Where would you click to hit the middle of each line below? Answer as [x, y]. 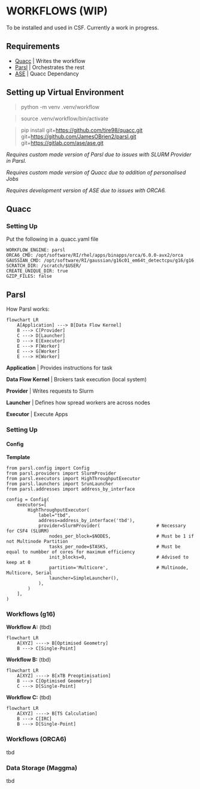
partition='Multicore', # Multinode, [119, 568]
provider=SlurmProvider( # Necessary [112, 526]
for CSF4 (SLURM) [28, 531]
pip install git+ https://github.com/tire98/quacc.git [81, 130]
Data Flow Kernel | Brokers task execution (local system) [76, 380]
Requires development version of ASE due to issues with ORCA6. [86, 190]
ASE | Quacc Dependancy [47, 74]
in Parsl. [16, 160]
